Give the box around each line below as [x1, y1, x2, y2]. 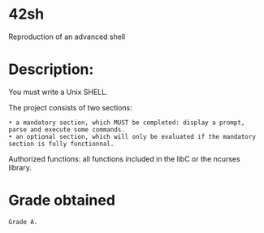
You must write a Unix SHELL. [8, 87, 108, 97]
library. [8, 162, 32, 172]
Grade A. [8, 218, 38, 226]
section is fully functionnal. [8, 140, 115, 148]
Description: [8, 60, 94, 79]
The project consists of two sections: [8, 102, 132, 112]
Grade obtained [8, 192, 116, 209]
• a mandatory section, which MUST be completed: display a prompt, [8, 119, 245, 127]
